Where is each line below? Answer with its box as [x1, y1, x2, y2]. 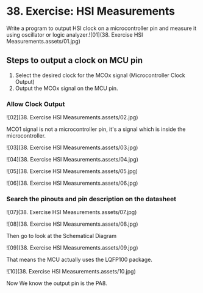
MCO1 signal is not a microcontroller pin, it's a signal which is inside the [6, 125, 186, 133]
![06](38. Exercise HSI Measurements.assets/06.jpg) [6, 179, 138, 187]
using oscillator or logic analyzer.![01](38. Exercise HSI [6, 31, 143, 38]
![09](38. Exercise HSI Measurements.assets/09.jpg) [6, 244, 138, 251]
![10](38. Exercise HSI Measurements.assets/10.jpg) [6, 268, 136, 275]
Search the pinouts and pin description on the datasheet [6, 195, 177, 203]
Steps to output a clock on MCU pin [6, 55, 143, 65]
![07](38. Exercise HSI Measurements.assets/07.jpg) [6, 209, 137, 216]
